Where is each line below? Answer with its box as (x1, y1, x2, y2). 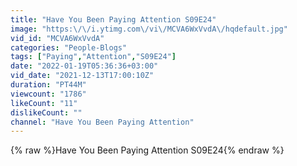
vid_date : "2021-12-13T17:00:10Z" (10, 71, 155, 81)
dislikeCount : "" (10, 107, 83, 118)
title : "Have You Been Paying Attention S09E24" (10, 14, 217, 25)
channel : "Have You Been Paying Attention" (10, 117, 195, 127)
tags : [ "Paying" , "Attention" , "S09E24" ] (10, 52, 177, 62)
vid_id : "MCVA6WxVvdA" (10, 33, 105, 43)
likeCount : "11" (10, 98, 78, 108)
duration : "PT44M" (10, 80, 87, 90)
